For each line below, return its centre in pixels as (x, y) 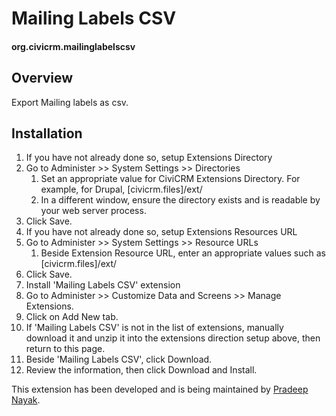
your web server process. (93, 211)
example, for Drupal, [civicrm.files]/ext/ (121, 189)
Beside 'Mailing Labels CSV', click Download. (119, 359)
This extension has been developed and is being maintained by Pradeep (160, 389)
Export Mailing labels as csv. (70, 102)
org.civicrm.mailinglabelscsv (73, 46)
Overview (42, 78)
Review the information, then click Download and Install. (141, 370)
